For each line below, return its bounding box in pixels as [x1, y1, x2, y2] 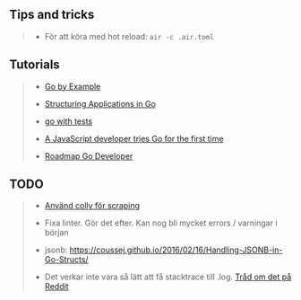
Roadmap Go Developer [44, 150, 133, 161]
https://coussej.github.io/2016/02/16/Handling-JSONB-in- [69, 244, 283, 255]
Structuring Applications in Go [44, 98, 157, 109]
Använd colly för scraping [44, 200, 141, 211]
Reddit [44, 281, 69, 292]
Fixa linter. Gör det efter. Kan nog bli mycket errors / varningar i [44, 217, 278, 228]
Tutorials [9, 57, 60, 73]
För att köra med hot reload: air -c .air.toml [44, 31, 214, 41]
